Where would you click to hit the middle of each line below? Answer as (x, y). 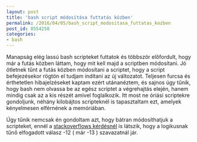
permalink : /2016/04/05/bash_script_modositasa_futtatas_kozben (89, 23)
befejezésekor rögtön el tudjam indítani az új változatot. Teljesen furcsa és (98, 76)
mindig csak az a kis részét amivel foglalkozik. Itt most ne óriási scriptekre (98, 95)
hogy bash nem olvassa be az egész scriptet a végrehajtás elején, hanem (97, 89)
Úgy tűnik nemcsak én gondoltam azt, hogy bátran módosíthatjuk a (90, 120)
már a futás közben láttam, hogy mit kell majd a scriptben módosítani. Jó (96, 63)
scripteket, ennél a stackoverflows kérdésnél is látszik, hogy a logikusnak (97, 126)
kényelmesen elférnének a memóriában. (56, 108)
